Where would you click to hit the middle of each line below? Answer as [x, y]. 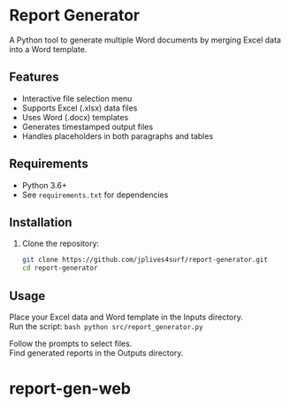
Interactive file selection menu [77, 98]
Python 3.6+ [45, 185]
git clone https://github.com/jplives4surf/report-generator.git [145, 260]
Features [34, 77]
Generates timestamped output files [87, 127]
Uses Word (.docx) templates [75, 117]
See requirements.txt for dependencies [95, 195]
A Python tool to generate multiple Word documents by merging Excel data [145, 40]
